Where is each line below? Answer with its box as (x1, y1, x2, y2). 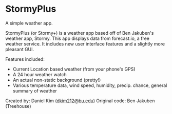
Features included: (5, 56, 45, 62)
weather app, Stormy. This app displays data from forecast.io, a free (5, 35, 150, 41)
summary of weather (12, 87, 58, 94)
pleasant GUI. (5, 46, 34, 52)
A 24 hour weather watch (12, 71, 67, 77)
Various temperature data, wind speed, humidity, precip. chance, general (12, 82, 167, 88)
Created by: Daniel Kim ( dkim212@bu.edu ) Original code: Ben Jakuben (5, 98, 155, 104)
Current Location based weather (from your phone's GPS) (12, 66, 136, 72)
